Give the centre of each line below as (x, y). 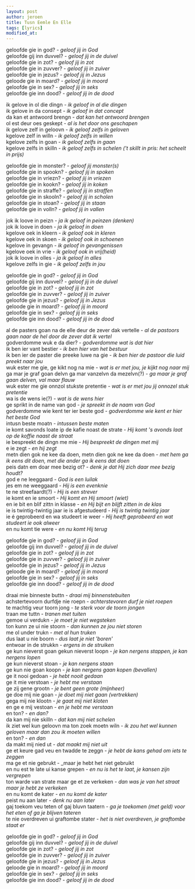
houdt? (15, 473)
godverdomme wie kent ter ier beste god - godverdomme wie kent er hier (94, 411)
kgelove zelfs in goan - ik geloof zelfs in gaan (61, 142)
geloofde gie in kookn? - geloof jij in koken (57, 184)
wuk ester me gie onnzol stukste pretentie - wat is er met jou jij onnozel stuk (97, 386)
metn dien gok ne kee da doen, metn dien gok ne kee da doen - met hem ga (97, 454)
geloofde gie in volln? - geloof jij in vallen (55, 209)
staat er (15, 825)
